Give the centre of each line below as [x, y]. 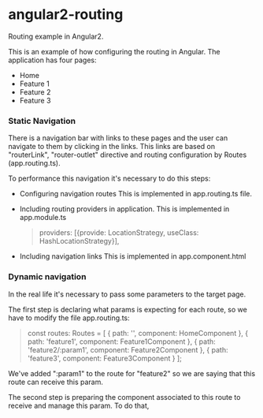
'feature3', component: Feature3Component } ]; [105, 358]
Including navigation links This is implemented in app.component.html [133, 256]
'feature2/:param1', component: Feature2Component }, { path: [128, 349]
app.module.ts [43, 218]
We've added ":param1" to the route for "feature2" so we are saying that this [132, 373]
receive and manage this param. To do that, [79, 405]
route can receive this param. [56, 382]
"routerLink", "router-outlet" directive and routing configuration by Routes [128, 155]
